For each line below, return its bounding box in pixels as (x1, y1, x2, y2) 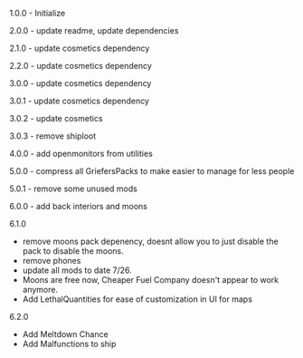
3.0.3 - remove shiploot (9, 131, 97, 141)
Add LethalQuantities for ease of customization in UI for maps (22, 294, 253, 305)
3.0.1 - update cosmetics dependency (9, 95, 149, 106)
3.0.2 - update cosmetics (9, 113, 103, 123)
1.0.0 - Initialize (9, 8, 66, 18)
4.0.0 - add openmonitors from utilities (9, 149, 154, 159)
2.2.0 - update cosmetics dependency (9, 61, 152, 71)
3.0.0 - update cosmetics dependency (9, 78, 152, 89)
